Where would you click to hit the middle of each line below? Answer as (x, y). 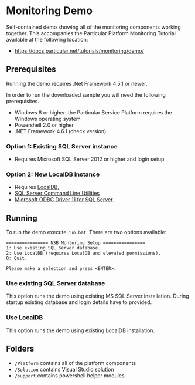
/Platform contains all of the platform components (75, 363)
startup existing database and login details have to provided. (79, 302)
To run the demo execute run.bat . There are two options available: (86, 232)
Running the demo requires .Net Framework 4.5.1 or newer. (77, 83)
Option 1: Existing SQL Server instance (62, 146)
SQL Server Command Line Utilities (57, 193)
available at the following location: (47, 39)
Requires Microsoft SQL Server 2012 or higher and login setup (89, 159)
